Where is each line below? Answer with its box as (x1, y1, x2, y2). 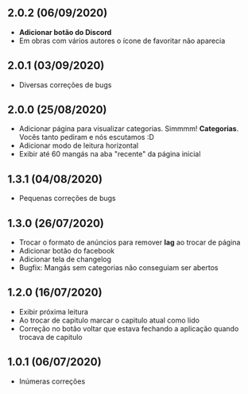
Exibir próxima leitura (18, 307, 89, 316)
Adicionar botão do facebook (18, 246, 115, 256)
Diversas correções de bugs (18, 79, 112, 90)
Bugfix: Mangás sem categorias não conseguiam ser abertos (18, 263, 219, 272)
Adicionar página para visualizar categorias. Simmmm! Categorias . (18, 124, 239, 133)
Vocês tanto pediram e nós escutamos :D (18, 133, 154, 142)
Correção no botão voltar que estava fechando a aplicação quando (18, 323, 239, 333)
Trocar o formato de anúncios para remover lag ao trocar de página (18, 238, 241, 247)
